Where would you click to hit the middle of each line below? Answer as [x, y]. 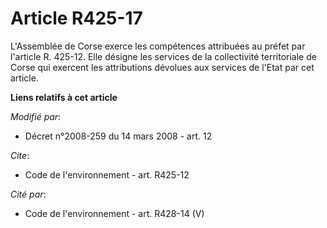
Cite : [20, 155]
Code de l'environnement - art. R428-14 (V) [114, 213]
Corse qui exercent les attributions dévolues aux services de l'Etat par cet [162, 67]
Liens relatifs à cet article [64, 97]
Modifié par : [36, 116]
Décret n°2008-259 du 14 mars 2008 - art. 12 [118, 136]
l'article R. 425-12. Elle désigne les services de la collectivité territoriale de [163, 56]
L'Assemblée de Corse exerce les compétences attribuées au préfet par [158, 46]
